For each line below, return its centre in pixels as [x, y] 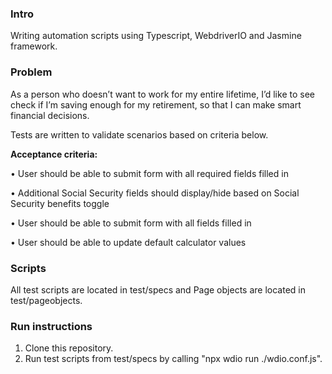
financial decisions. [50, 115]
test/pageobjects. [46, 300]
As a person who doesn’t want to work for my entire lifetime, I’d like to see [162, 94]
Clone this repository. [69, 348]
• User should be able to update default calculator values [128, 242]
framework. [34, 46]
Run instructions [51, 326]
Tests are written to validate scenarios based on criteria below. [139, 134]
